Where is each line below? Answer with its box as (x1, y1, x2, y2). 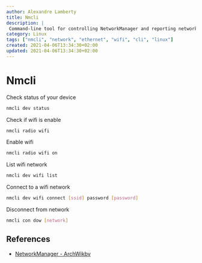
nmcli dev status (6, 105, 50, 111)
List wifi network (6, 161, 47, 168)
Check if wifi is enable (6, 116, 61, 123)
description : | (6, 20, 44, 26)
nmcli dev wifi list (6, 172, 58, 179)
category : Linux (6, 31, 47, 37)
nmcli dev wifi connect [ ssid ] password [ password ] (6, 195, 138, 201)
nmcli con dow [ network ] (6, 217, 69, 224)
